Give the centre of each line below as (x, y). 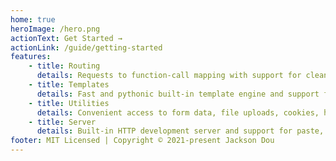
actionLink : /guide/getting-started (86, 47)
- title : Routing (64, 66)
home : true (33, 19)
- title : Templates (69, 85)
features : (31, 57)
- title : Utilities (69, 103)
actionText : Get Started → (66, 38)
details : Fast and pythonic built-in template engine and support (178, 94)
